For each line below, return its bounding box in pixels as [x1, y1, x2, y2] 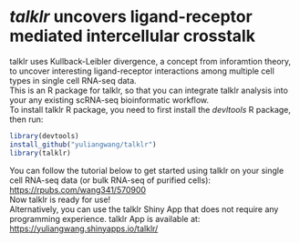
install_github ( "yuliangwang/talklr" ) [9, 139, 157, 149]
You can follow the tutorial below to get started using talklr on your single [9, 165, 284, 176]
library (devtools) [9, 131, 79, 140]
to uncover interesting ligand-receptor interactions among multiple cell [9, 66, 275, 76]
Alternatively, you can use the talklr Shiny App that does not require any [9, 203, 279, 215]
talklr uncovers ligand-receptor [9, 6, 253, 27]
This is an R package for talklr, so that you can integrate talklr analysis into [9, 85, 289, 96]
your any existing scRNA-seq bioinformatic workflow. [9, 94, 210, 106]
